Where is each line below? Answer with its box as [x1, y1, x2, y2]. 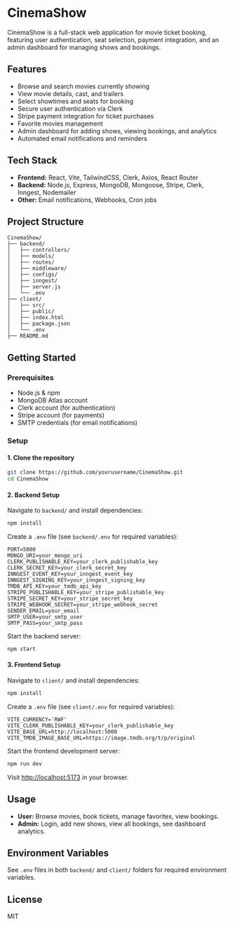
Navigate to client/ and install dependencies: [7, 676, 140, 685]
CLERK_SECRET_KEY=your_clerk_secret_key [7, 565, 128, 572]
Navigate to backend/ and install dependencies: [7, 506, 144, 515]
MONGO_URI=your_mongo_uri [7, 552, 83, 559]
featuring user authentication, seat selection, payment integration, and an [7, 35, 219, 43]
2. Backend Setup [7, 490, 60, 499]
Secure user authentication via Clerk [17, 104, 123, 113]
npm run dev [7, 760, 42, 767]
